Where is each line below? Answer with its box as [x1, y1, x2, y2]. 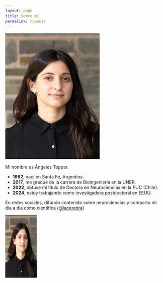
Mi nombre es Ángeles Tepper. [5, 164, 69, 170]
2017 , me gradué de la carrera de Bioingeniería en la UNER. [12, 179, 136, 185]
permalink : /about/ [5, 19, 46, 24]
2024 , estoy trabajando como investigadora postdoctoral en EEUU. [12, 190, 152, 196]
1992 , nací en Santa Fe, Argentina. [12, 174, 84, 180]
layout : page [5, 8, 33, 13]
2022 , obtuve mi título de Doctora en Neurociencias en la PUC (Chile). [12, 184, 158, 191]
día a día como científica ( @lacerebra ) [5, 205, 85, 211]
